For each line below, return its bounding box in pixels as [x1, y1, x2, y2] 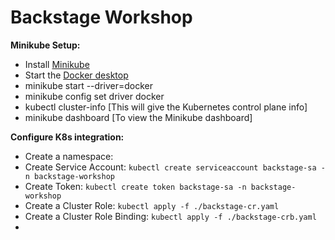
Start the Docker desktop [24, 69, 129, 81]
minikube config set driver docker [24, 90, 165, 102]
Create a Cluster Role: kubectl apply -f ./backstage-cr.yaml [24, 199, 280, 211]
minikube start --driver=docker [24, 79, 153, 91]
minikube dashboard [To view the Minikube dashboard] [24, 111, 253, 123]
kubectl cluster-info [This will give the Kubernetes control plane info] [24, 101, 308, 113]
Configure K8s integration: [10, 131, 125, 143]
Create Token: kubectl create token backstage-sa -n [24, 180, 247, 192]
